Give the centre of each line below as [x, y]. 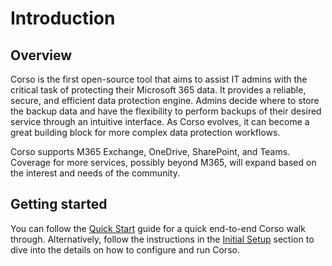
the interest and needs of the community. [95, 173]
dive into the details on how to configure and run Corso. [125, 249]
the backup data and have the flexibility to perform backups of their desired [166, 111]
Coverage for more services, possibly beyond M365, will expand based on [163, 162]
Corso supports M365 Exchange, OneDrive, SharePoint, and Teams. [150, 151]
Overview [41, 55]
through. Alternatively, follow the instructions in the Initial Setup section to [162, 239]
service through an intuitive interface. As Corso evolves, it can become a [160, 121]
